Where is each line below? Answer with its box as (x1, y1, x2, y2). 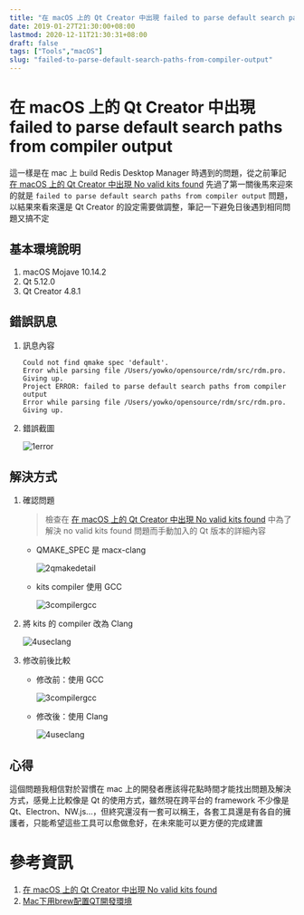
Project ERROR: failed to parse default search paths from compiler (22, 381, 287, 390)
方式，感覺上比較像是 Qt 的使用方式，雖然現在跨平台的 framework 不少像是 (9, 795, 290, 806)
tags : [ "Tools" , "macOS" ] (9, 47, 103, 56)
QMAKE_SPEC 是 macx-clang (35, 544, 147, 555)
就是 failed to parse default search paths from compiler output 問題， (16, 189, 292, 200)
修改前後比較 (22, 655, 71, 666)
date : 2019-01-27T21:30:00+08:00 (9, 22, 136, 31)
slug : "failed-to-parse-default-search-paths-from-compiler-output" (9, 55, 273, 64)
